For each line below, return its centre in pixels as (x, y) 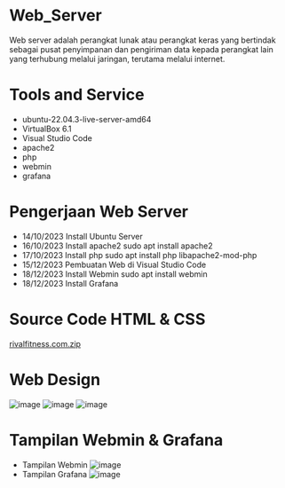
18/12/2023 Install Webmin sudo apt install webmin (115, 274)
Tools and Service (77, 95)
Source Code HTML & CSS (107, 319)
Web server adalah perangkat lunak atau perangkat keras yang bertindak (143, 40)
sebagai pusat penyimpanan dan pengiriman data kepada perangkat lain (141, 49)
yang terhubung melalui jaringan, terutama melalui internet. (117, 59)
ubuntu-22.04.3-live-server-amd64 (87, 119)
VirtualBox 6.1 (47, 129)
